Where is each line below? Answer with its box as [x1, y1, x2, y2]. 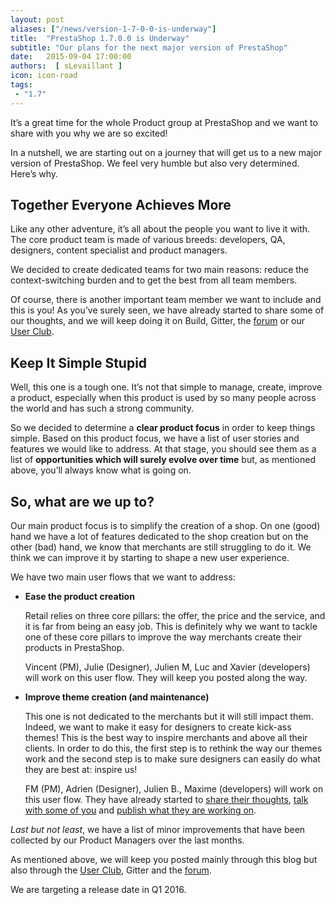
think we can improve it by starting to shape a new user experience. [10, 552, 290, 564]
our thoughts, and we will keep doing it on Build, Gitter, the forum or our [10, 315, 306, 327]
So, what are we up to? [10, 493, 155, 510]
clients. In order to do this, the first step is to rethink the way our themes [24, 742, 323, 755]
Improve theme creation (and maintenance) [24, 691, 210, 703]
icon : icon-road [10, 71, 78, 81]
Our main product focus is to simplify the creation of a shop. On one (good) [10, 520, 321, 532]
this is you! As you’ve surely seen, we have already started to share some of [10, 304, 325, 316]
